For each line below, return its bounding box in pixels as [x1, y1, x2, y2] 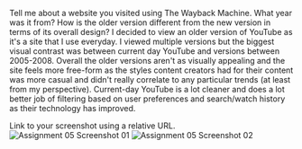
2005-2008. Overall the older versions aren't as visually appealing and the [9, 56, 286, 66]
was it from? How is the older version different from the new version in [9, 17, 271, 28]
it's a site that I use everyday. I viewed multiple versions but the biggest [9, 36, 275, 47]
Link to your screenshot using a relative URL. [9, 120, 176, 131]
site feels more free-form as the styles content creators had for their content [9, 65, 294, 75]
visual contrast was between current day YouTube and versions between [9, 46, 280, 57]
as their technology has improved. [9, 103, 136, 113]
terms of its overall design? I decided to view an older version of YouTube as [9, 27, 293, 37]
